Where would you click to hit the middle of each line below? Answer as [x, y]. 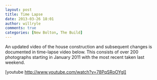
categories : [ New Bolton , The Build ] [44, 33]
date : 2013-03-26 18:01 [30, 19]
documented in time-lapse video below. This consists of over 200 [72, 52]
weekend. [15, 62]
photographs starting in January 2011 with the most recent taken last [75, 57]
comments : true [21, 28]
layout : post [19, 10]
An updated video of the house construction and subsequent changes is [78, 47]
